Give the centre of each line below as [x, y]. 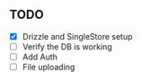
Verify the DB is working [67, 46]
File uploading [49, 67]
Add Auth [40, 57]
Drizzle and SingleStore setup [77, 36]
